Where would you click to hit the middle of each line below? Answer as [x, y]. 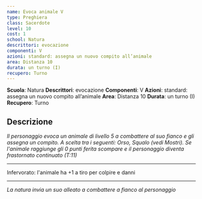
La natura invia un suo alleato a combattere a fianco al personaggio [91, 190]
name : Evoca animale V [35, 12]
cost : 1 [16, 34]
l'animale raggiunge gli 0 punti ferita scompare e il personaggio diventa [96, 149]
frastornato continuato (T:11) [42, 155]
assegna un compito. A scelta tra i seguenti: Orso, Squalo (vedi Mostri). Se [100, 143]
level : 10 [19, 28]
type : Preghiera [27, 17]
